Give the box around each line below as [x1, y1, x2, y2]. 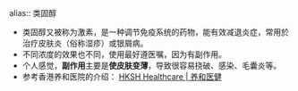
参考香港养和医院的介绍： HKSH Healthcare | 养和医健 [21, 71, 222, 82]
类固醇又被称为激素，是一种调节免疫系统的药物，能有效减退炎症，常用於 [21, 27, 289, 37]
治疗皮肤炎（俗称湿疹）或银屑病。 [21, 38, 149, 48]
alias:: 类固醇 [9, 8, 56, 18]
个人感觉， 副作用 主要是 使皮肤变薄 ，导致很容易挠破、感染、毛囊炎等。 [21, 61, 282, 70]
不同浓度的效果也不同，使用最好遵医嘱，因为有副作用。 [21, 49, 226, 60]
